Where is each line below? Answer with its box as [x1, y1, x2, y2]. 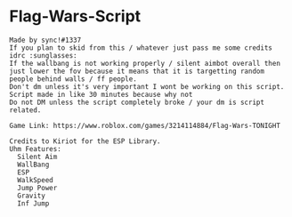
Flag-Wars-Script [9, 6, 142, 27]
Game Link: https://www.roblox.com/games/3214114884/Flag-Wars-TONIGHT [9, 121, 280, 130]
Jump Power [17, 183, 58, 192]
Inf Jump [17, 198, 50, 208]
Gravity [17, 191, 46, 200]
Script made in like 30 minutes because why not [9, 90, 193, 99]
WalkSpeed [17, 175, 53, 184]
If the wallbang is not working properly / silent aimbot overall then [9, 59, 280, 68]
